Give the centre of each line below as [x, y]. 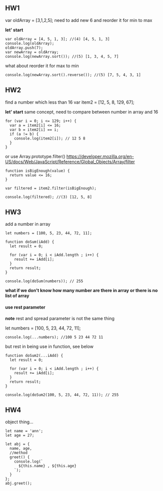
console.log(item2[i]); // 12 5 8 [50, 138]
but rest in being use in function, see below [49, 346]
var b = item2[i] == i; [34, 130]
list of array [17, 296]
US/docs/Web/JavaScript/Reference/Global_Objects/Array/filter [70, 162]
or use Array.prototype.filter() [35, 156]
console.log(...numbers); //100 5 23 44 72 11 [54, 337]
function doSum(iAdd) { [30, 242]
